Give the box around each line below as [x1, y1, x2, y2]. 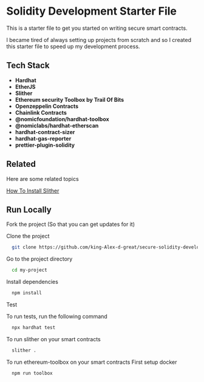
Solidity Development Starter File [6, 4, 177, 18]
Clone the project [6, 233, 50, 240]
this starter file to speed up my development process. [6, 43, 140, 50]
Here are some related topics [6, 175, 79, 182]
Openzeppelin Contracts [15, 102, 79, 110]
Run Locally [6, 204, 52, 214]
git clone [12, 244, 36, 250]
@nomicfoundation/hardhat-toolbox [15, 115, 109, 122]
